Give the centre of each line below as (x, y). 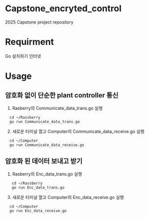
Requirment (29, 42)
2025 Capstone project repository (39, 22)
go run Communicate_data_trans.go (45, 121)
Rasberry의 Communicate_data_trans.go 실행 (57, 108)
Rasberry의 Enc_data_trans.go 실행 (47, 174)
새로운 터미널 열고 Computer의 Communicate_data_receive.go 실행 (78, 131)
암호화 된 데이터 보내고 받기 (44, 161)
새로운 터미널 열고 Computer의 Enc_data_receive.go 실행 (68, 197)
